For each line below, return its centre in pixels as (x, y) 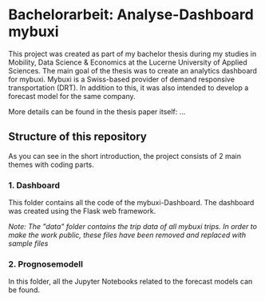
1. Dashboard (34, 185)
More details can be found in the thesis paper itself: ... (97, 111)
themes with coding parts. (51, 164)
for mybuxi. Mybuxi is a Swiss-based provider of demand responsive (122, 79)
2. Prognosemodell (46, 263)
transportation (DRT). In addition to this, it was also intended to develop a (129, 87)
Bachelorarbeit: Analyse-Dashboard (131, 15)
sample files (28, 244)
